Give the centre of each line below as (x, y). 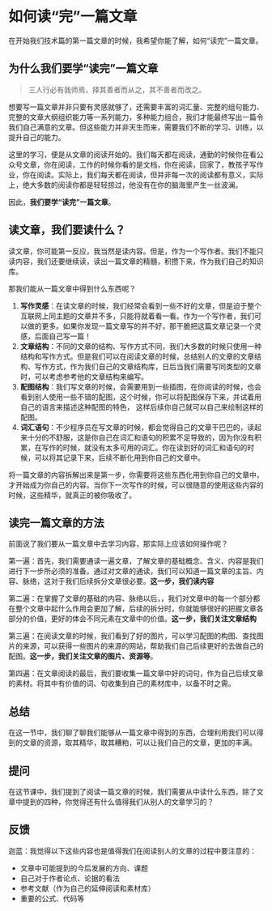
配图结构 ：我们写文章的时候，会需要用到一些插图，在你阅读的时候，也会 (140, 386)
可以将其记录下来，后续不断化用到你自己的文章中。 (119, 458)
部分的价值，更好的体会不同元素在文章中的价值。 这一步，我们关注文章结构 (132, 619)
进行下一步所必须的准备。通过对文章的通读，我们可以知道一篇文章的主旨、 (132, 571)
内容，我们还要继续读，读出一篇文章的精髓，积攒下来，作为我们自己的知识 (139, 261)
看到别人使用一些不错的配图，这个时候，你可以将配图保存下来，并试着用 (140, 397)
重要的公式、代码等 (52, 898)
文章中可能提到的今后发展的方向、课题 (84, 868)
